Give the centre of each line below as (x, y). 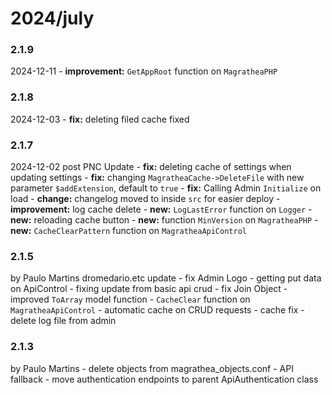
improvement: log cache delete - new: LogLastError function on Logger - (161, 209)
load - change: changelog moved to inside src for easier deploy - (145, 199)
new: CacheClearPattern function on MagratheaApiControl (128, 231)
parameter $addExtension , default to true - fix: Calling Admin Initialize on (166, 188)
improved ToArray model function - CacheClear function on (130, 299)
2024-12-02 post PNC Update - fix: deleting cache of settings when (151, 167)
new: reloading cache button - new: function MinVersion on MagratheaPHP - (164, 220)
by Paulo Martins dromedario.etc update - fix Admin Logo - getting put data (166, 278)
